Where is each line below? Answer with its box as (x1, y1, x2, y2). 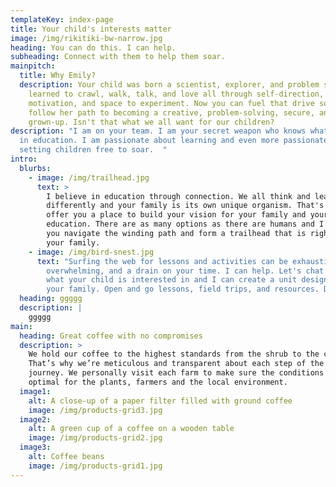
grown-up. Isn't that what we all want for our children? (28, 117, 275, 127)
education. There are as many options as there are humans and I (46, 219, 325, 230)
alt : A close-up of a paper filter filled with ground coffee (28, 396, 293, 406)
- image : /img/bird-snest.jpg (28, 247, 155, 257)
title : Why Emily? (19, 71, 97, 81)
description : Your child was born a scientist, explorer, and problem (19, 80, 320, 90)
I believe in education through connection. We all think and (46, 191, 311, 201)
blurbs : (19, 163, 52, 173)
